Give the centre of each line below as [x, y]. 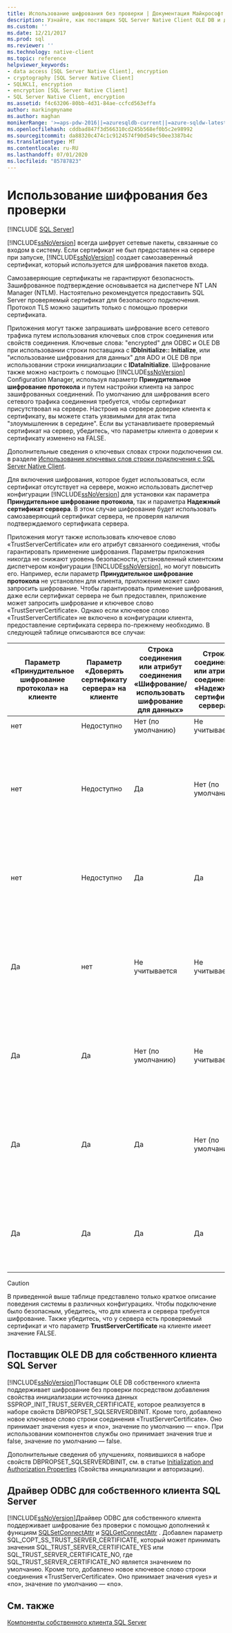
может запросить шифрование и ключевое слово [80, 603]
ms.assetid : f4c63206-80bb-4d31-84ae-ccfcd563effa [81, 104]
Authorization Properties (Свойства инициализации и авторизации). [106, 1469]
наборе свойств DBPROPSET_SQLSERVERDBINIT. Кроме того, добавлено [115, 1411]
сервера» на [104, 688]
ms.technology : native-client [51, 52]
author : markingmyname [40, 110]
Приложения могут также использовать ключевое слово [91, 537]
